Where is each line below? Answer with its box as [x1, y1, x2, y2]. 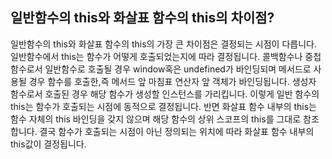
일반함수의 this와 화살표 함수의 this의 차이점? [10, 9, 275, 27]
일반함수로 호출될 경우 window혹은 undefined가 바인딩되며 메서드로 [44, 63, 312, 75]
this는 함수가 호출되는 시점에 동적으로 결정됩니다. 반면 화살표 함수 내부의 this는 [10, 100, 317, 112]
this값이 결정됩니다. [10, 138, 87, 150]
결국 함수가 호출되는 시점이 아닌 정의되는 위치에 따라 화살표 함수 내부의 [39, 125, 315, 137]
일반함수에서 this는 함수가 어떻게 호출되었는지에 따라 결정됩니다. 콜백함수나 [10, 50, 303, 62]
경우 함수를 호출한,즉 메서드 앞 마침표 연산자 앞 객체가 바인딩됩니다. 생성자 [28, 75, 317, 87]
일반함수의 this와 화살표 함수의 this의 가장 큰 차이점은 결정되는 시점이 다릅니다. [10, 38, 317, 50]
